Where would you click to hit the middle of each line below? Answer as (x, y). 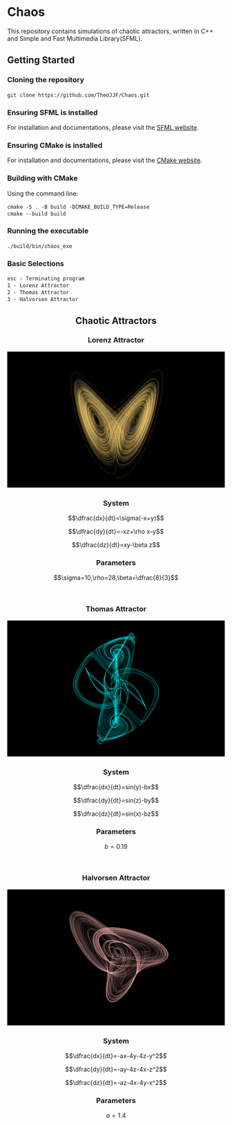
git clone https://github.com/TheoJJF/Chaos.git (78, 95)
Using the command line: (42, 193)
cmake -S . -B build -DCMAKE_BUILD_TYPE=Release (78, 207)
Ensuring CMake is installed (55, 145)
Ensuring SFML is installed (52, 113)
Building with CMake (42, 178)
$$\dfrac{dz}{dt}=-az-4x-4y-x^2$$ (116, 1082)
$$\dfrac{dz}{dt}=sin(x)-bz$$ (116, 814)
